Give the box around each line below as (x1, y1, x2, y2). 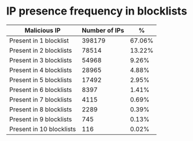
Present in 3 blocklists (9, 56, 73, 64)
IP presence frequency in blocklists (6, 4, 188, 18)
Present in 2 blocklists (9, 46, 73, 54)
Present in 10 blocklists (9, 125, 76, 133)
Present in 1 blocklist (9, 36, 69, 45)
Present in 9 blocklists (9, 115, 73, 123)
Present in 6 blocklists (9, 85, 73, 94)
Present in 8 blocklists (9, 105, 73, 113)
